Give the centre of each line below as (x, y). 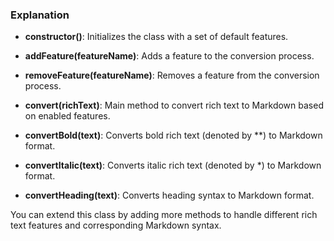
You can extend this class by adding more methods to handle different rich (164, 215)
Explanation (40, 15)
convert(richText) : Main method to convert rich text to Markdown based (174, 105)
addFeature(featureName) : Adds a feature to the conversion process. (169, 56)
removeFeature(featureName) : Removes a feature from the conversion (172, 75)
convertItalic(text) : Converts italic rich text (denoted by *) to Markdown (173, 165)
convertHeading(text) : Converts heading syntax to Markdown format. (169, 195)
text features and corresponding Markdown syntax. (116, 225)
